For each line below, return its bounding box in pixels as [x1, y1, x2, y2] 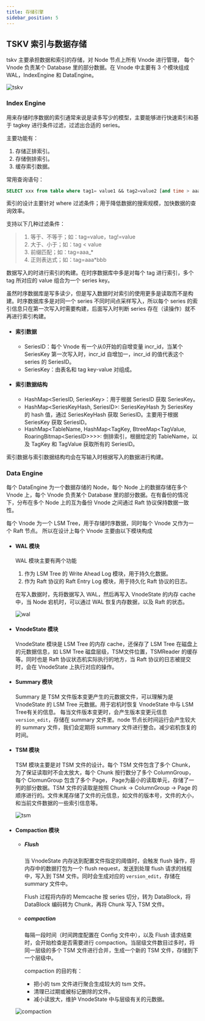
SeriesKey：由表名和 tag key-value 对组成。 [24, 365, 135, 373]
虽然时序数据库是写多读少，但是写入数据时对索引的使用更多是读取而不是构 [6, 290, 193, 297]
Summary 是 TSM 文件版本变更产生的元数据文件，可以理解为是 [15, 692, 174, 700]
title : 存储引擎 [6, 9, 44, 15]
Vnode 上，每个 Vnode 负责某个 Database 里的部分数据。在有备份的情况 [6, 491, 189, 499]
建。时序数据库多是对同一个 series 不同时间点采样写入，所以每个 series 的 [6, 297, 193, 305]
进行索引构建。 [11, 313, 49, 320]
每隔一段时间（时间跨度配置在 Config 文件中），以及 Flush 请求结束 [24, 931, 192, 938]
